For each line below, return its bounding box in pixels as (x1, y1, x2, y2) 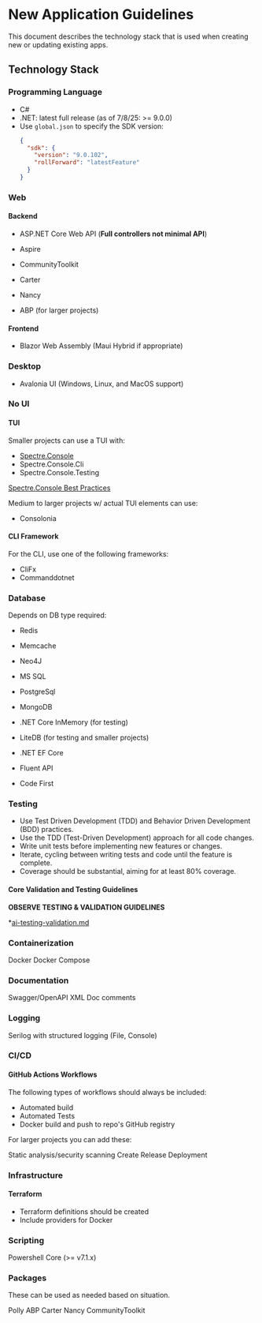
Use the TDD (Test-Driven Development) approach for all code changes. (19, 833, 254, 842)
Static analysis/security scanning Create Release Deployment (8, 1150, 208, 1160)
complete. (19, 858, 53, 868)
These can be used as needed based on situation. (8, 1291, 171, 1300)
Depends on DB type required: (8, 610, 107, 620)
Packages (8, 1272, 47, 1284)
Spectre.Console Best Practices (8, 483, 111, 493)
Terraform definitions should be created (19, 1206, 149, 1216)
